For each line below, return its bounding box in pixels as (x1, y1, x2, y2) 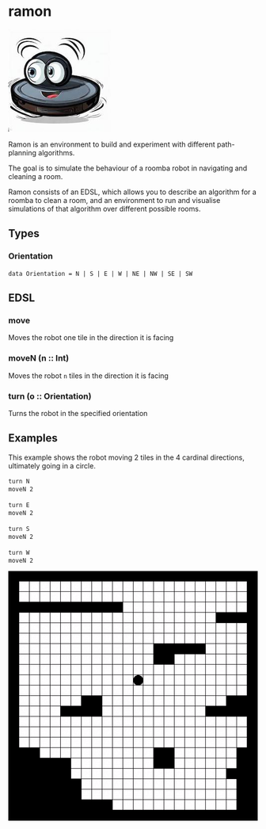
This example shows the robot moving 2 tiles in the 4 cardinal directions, (8, 453, 245, 462)
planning (8, 147, 37, 157)
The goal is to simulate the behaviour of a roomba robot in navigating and (8, 163, 248, 173)
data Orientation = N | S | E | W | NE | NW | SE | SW (8, 269, 193, 277)
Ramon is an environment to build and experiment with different (8, 139, 215, 149)
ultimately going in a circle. (8, 460, 97, 470)
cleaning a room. (8, 171, 63, 181)
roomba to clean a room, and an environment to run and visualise (8, 195, 221, 204)
